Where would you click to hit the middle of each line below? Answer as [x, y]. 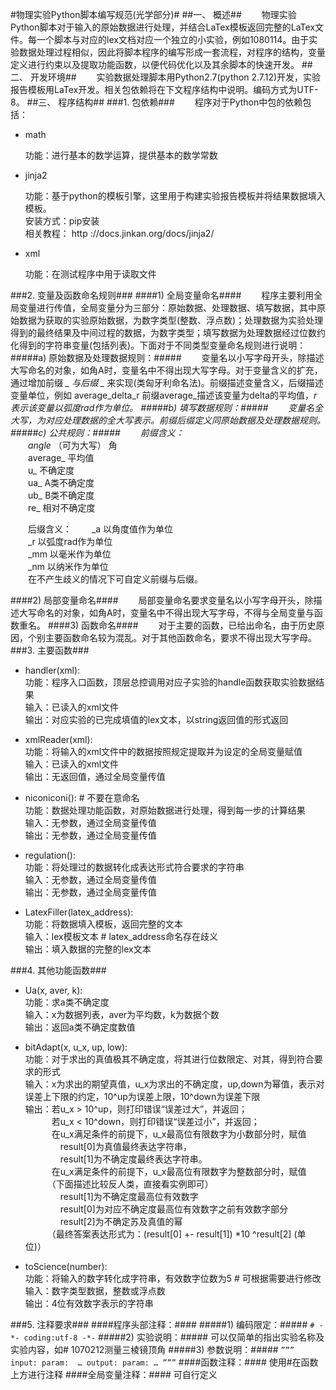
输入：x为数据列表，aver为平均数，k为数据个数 [122, 1014]
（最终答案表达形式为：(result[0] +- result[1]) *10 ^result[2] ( [174, 1234]
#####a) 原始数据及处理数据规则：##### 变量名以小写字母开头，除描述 [167, 357]
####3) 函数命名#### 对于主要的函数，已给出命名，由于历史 [182, 625]
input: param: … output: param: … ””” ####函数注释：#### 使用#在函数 [164, 1362]
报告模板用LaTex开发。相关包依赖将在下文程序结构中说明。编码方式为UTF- [164, 89]
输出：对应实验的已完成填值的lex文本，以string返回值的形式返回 [156, 719]
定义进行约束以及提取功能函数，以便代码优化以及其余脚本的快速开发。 [155, 64]
